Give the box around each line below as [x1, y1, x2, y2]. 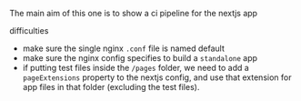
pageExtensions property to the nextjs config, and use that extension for [22, 72, 292, 83]
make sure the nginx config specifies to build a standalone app [22, 53, 257, 63]
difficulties [9, 25, 49, 35]
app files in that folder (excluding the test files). [22, 82, 200, 92]
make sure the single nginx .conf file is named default [22, 43, 225, 54]
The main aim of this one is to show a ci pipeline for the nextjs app [9, 8, 257, 18]
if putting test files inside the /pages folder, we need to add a [22, 63, 250, 73]
